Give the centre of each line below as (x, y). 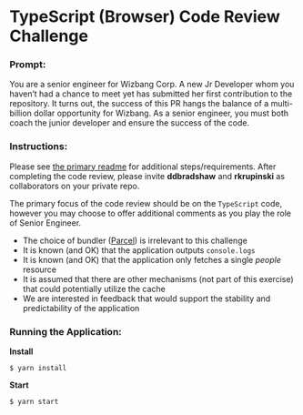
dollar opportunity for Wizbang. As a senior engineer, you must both (161, 113)
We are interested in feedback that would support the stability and (146, 299)
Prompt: (28, 65)
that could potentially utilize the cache (94, 288)
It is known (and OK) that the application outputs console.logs (139, 250)
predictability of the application (81, 308)
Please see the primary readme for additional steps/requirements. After (143, 167)
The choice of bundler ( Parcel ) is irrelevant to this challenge (135, 240)
